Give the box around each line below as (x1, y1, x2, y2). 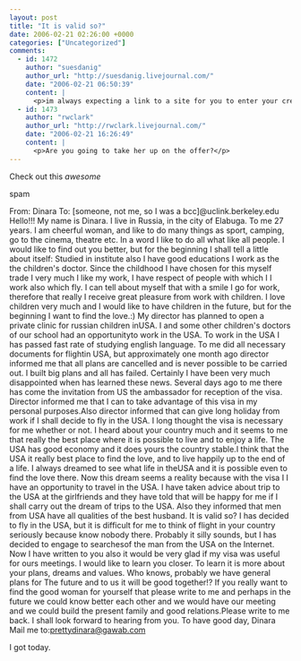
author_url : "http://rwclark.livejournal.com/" (25, 122, 206, 131)
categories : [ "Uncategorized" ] (9, 38, 126, 47)
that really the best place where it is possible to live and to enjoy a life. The (9, 434, 285, 444)
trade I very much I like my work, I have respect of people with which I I (9, 272, 272, 283)
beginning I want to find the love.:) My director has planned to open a (9, 310, 264, 321)
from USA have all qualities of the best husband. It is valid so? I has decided (9, 510, 289, 520)
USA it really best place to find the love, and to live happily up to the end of (9, 453, 286, 464)
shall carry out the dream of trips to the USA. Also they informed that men (9, 501, 282, 511)
